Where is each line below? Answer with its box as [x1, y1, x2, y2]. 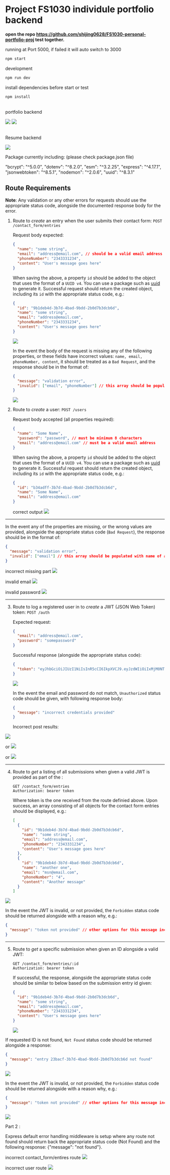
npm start [5, 56, 26, 61]
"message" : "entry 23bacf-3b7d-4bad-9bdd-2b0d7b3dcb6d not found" [10, 1057, 153, 1062]
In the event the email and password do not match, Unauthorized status [12, 690, 161, 696]
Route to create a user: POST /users [12, 407, 87, 413]
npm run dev [5, 75, 30, 80]
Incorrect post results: [12, 724, 59, 730]
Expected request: [12, 619, 51, 625]
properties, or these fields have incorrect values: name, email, [12, 353, 143, 359]
